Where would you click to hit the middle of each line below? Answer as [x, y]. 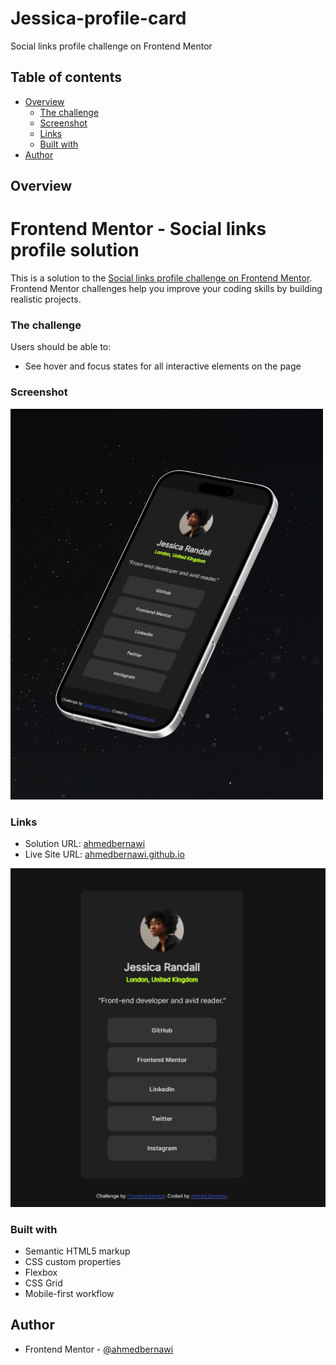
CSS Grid [43, 1283]
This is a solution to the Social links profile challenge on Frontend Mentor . [161, 278]
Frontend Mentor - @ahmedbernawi [99, 1349]
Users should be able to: [61, 347]
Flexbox [41, 1272]
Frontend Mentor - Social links [138, 229]
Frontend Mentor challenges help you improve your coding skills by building [166, 289]
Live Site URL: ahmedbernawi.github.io [104, 854]
